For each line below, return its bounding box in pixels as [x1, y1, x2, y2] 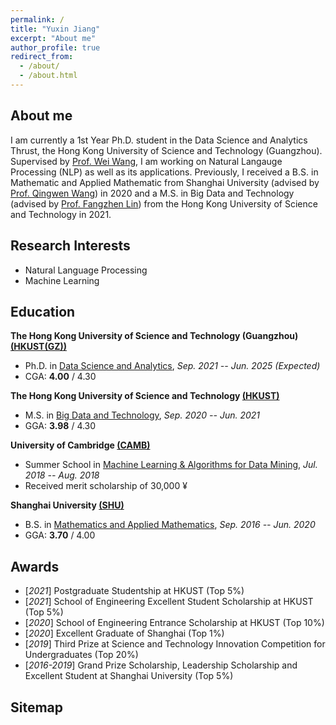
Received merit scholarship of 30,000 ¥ [24, 480, 188, 492]
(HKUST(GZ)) [10, 341, 68, 353]
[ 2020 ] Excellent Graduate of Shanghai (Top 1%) [24, 627, 225, 640]
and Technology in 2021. [10, 208, 112, 220]
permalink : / [10, 14, 65, 25]
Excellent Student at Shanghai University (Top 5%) [24, 670, 234, 682]
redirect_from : [10, 52, 74, 62]
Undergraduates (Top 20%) [24, 649, 139, 661]
